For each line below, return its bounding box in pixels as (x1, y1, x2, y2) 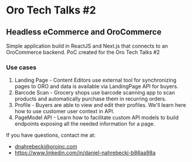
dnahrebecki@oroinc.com (14, 143, 78, 150)
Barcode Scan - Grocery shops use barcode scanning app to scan (14, 89, 175, 96)
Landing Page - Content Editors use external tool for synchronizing (14, 77, 177, 84)
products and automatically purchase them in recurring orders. (14, 95, 167, 103)
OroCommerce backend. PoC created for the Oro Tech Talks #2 (6, 49, 160, 56)
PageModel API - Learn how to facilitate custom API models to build (14, 114, 179, 121)
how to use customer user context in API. (14, 108, 114, 115)
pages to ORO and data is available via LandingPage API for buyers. (14, 83, 179, 90)
